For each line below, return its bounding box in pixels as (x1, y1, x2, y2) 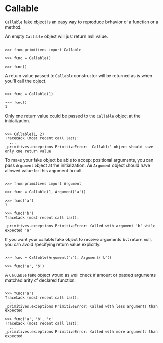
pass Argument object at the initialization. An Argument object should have (5, 162, 150, 168)
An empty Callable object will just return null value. (5, 34, 108, 39)
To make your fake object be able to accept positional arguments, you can (5, 157, 154, 163)
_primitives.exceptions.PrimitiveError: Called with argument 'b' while (5, 223, 156, 228)
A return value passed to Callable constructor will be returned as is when (5, 72, 152, 78)
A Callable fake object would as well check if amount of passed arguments (5, 272, 156, 278)
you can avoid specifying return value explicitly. (5, 241, 101, 247)
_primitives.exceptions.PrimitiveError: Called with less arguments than (5, 304, 158, 309)
